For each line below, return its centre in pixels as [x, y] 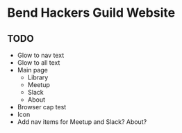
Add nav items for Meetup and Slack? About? [82, 122]
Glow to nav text [41, 55]
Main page [33, 70]
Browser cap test [42, 107]
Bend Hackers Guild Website [91, 13]
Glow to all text [39, 63]
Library [38, 77]
